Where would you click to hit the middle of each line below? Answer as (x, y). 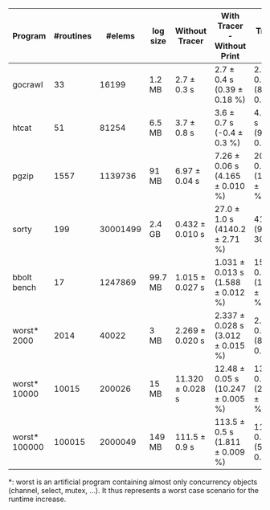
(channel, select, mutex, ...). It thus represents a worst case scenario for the (134, 490)
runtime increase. (37, 499)
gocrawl (28, 85)
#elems (120, 36)
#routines (73, 36)
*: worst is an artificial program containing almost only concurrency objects (133, 482)
